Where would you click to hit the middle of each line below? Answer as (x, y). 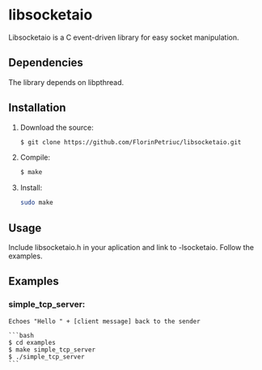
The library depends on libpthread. (66, 82)
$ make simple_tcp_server (52, 350)
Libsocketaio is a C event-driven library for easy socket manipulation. (124, 37)
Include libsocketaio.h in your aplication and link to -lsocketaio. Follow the (131, 247)
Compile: (35, 157)
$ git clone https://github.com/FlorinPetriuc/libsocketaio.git (131, 142)
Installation (37, 108)
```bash (21, 335)
